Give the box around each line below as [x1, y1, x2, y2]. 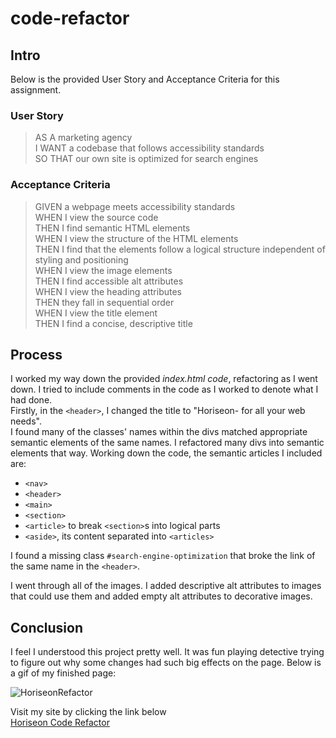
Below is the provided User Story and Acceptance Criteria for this [10, 73, 280, 85]
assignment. [10, 84, 62, 96]
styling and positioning [34, 253, 129, 266]
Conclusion [10, 619, 84, 636]
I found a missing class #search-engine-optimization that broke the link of [10, 550, 316, 562]
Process [10, 346, 63, 363]
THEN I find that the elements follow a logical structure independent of [34, 243, 326, 255]
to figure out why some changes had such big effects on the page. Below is [10, 657, 322, 669]
